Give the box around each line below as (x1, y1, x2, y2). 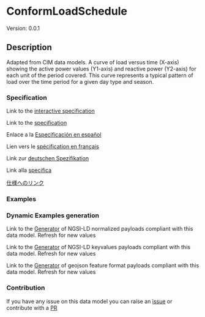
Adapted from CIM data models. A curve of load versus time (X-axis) (6, 58, 179, 65)
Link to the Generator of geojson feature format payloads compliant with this (6, 262, 199, 269)
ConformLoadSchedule (6, 4, 127, 18)
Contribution (6, 283, 45, 292)
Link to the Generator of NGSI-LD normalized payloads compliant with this (6, 225, 193, 233)
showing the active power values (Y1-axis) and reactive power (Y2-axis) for (6, 65, 197, 72)
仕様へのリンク (6, 179, 44, 187)
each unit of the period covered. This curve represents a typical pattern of (6, 72, 194, 79)
